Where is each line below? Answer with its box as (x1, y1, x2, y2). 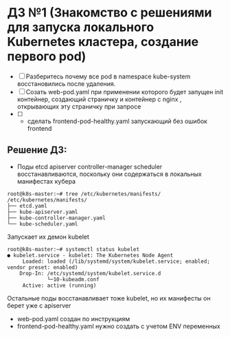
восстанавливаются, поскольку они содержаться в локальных (16, 170, 203, 178)
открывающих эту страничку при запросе (16, 102, 141, 111)
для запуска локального (7, 19, 154, 35)
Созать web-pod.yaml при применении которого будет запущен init (25, 87, 224, 96)
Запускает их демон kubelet (7, 232, 89, 241)
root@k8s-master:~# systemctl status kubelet (7, 246, 139, 252)
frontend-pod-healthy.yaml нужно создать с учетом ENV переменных (16, 322, 221, 330)
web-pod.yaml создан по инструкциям (16, 314, 130, 323)
